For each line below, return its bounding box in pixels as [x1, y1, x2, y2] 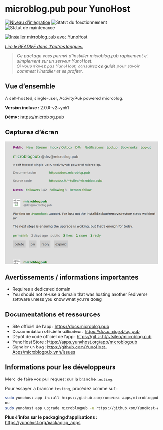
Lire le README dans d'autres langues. [5, 43, 83, 49]
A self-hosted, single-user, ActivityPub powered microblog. [5, 95, 124, 101]
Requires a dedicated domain [12, 286, 71, 292]
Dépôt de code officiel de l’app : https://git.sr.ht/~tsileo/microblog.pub [12, 333, 152, 339]
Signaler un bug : [12, 344, 46, 350]
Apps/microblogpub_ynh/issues [12, 349, 76, 355]
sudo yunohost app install [5, 396, 60, 400]
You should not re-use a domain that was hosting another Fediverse [12, 291, 148, 297]
